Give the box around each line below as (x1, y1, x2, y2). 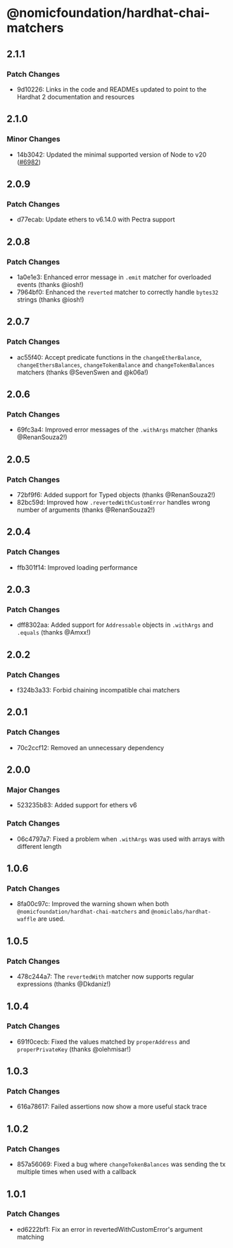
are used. (37, 914, 65, 923)
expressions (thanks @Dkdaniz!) (16, 980, 111, 989)
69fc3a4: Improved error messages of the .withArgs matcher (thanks (16, 425, 218, 434)
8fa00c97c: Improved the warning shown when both (16, 900, 170, 908)
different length (16, 842, 62, 850)
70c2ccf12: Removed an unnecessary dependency (16, 743, 165, 752)
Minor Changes (6, 134, 61, 144)
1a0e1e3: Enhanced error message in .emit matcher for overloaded (16, 273, 212, 281)
